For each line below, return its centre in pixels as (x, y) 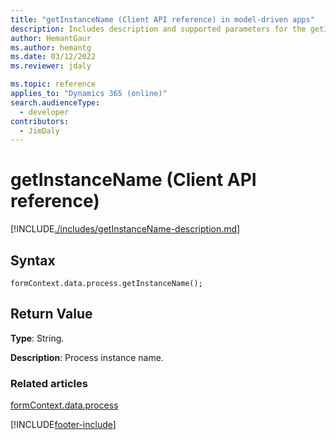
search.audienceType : (55, 102)
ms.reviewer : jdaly (51, 66)
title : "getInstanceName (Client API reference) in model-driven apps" (162, 19)
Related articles (49, 383)
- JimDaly (39, 131)
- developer (44, 112)
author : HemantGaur (51, 38)
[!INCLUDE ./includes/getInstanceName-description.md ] (125, 229)
